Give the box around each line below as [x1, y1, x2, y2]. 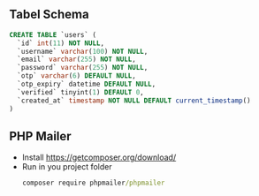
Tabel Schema [9, 7, 90, 22]
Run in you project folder [21, 162, 112, 172]
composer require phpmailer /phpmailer [21, 178, 165, 188]
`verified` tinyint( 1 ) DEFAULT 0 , [17, 87, 144, 96]
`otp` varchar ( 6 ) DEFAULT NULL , [17, 72, 137, 80]
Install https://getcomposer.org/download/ [21, 152, 177, 162]
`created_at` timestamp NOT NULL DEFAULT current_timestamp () [17, 96, 251, 105]
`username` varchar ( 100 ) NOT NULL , [17, 47, 149, 56]
